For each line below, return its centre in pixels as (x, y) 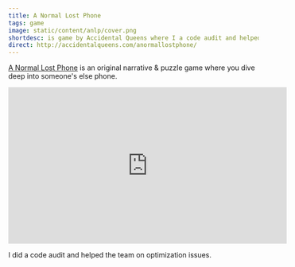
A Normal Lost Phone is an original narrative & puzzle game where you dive (132, 68)
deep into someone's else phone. (63, 76)
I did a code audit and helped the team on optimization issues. (110, 255)
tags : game (26, 23)
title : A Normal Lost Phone (55, 15)
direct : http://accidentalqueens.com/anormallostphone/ (103, 45)
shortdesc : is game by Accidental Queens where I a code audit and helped (135, 38)
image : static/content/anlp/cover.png (72, 30)
